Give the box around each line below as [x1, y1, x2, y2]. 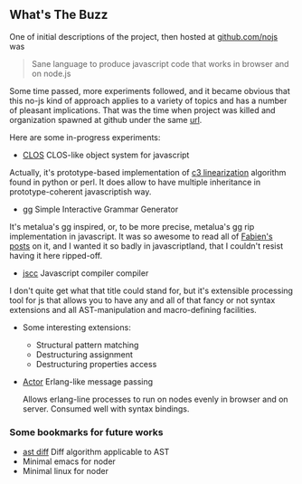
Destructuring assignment [35, 348, 133, 360]
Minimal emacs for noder [22, 456, 116, 467]
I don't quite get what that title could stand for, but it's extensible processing [9, 285, 294, 296]
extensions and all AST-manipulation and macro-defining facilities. [9, 304, 258, 315]
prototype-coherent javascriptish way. [9, 185, 152, 197]
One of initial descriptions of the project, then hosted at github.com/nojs [9, 31, 278, 42]
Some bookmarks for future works [9, 425, 164, 438]
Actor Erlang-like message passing [22, 375, 154, 387]
